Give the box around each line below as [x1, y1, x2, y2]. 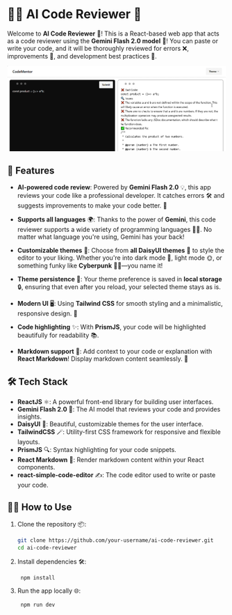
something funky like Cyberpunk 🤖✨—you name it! [17, 261, 163, 270]
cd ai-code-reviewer [17, 544, 77, 551]
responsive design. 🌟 [17, 309, 78, 318]
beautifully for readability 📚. [17, 331, 99, 340]
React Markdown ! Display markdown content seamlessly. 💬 [17, 355, 189, 363]
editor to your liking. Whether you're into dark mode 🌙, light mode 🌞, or [17, 254, 222, 262]
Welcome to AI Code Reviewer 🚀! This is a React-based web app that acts [7, 29, 220, 38]
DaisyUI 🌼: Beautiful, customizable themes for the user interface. [17, 420, 204, 428]
